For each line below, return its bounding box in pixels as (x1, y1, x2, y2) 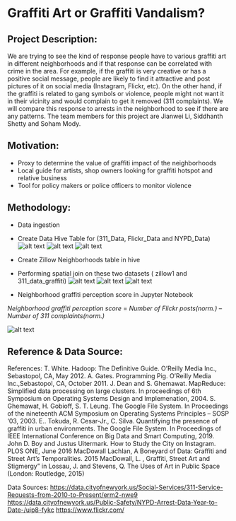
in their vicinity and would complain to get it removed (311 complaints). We (7, 97, 223, 105)
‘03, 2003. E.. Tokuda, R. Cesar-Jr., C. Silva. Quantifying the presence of (7, 417, 218, 426)
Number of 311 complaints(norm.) (7, 311, 105, 320)
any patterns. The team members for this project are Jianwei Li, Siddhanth (7, 112, 224, 120)
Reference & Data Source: (7, 346, 123, 358)
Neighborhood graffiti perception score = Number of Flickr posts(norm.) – (7, 304, 223, 312)
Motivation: (7, 140, 59, 152)
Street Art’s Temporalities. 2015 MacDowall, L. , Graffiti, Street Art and (7, 455, 211, 463)
